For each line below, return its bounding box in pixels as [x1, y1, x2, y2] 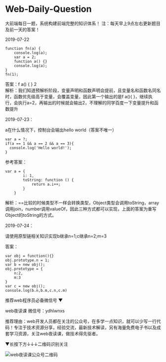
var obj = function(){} [5, 253, 54, 258]
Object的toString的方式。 [5, 212, 57, 218]
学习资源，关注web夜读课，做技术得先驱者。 [9, 330, 100, 336]
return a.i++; [31, 182, 61, 187]
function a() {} [14, 59, 48, 64]
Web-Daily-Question [5, 3, 92, 15]
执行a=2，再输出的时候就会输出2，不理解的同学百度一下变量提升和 [18, 100, 155, 106]
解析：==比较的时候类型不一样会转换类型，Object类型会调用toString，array [5, 200, 160, 205]
